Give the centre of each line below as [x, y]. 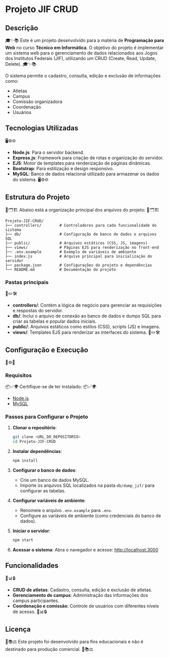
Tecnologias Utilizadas [42, 128]
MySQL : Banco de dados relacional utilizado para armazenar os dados [86, 174]
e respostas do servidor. [38, 310]
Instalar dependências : [37, 451]
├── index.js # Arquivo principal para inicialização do [79, 256]
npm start [23, 540]
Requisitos [18, 375]
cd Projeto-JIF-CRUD [34, 442]
